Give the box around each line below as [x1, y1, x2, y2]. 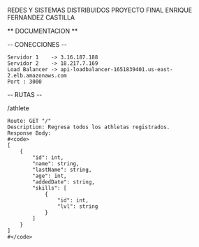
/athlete [7, 104, 29, 112]
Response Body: [7, 130, 52, 137]
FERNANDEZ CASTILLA [7, 13, 75, 22]
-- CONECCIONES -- [7, 40, 68, 48]
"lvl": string [57, 203, 98, 210]
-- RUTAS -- [7, 91, 43, 98]
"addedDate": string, [32, 179, 96, 186]
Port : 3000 [7, 78, 42, 85]
